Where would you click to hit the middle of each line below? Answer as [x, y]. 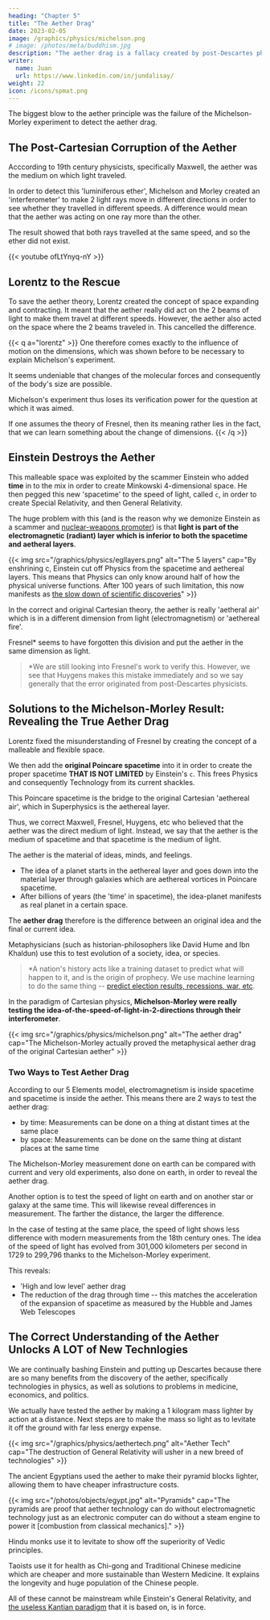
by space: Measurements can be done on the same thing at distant [131, 1139]
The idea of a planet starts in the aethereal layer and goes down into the [139, 870]
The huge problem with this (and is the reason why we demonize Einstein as [135, 518]
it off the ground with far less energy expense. [85, 1427]
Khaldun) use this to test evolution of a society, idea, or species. [115, 953]
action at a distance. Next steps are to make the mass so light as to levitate [132, 1419]
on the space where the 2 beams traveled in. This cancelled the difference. [133, 327]
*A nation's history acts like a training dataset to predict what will [136, 969]
